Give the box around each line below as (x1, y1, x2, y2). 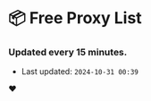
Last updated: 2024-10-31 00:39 (21, 66, 139, 77)
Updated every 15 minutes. (8, 46, 128, 59)
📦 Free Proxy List (8, 8, 142, 29)
